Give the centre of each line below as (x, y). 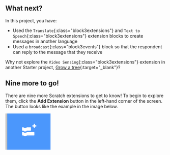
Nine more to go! (32, 83)
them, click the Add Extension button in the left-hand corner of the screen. (84, 101)
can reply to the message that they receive (58, 52)
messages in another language (45, 41)
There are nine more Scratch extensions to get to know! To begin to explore (84, 96)
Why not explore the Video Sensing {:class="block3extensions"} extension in (85, 62)
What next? (24, 8)
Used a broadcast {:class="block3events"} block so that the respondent (87, 46)
